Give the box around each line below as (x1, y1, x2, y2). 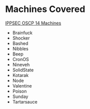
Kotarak (12, 72, 29, 78)
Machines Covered (5, 3, 85, 15)
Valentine (12, 82, 32, 88)
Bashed (12, 40, 28, 46)
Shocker (12, 35, 30, 41)
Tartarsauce (12, 98, 37, 104)
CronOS (12, 56, 29, 62)
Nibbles (12, 45, 28, 51)
